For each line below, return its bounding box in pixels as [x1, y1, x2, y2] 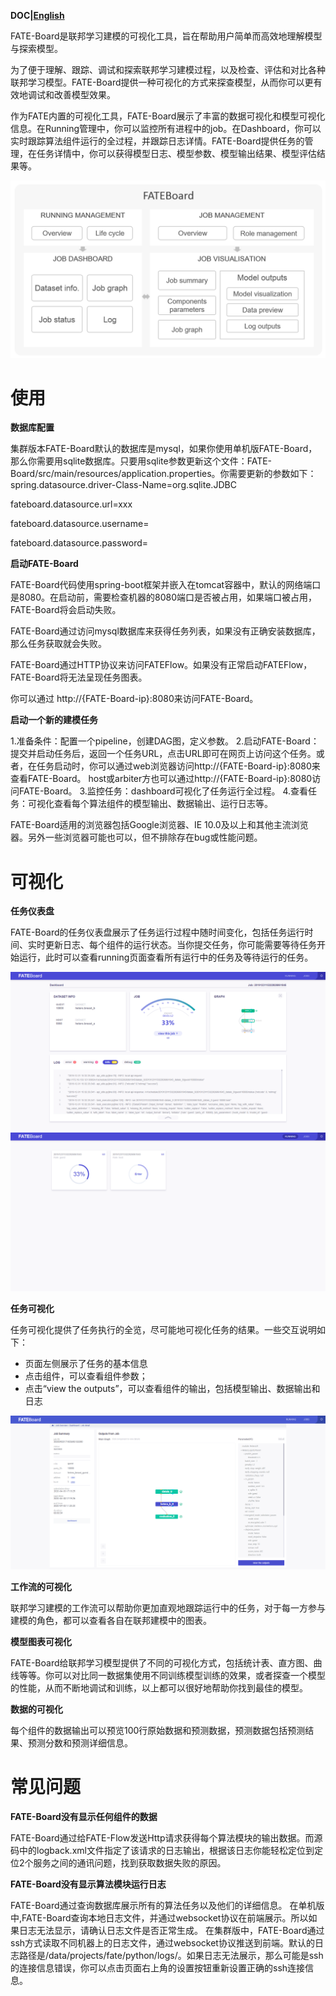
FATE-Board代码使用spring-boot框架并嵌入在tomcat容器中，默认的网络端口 [10, 579, 322, 591]
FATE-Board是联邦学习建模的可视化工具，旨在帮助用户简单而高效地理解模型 [10, 30, 323, 42]
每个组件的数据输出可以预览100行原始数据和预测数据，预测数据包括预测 [10, 1724, 306, 1736]
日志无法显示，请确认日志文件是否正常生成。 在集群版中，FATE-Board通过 [18, 1924, 325, 1936]
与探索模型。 [10, 43, 63, 54]
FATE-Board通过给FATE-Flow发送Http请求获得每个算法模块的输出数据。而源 [10, 1831, 323, 1844]
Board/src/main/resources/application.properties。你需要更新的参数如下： [10, 468, 317, 480]
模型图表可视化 [10, 1635, 72, 1647]
